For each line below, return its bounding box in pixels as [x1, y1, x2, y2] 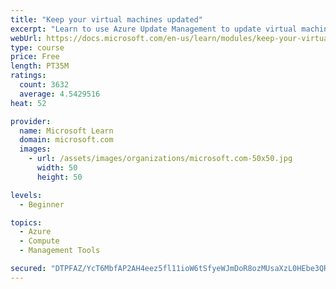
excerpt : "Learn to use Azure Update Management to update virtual [10, 24, 298, 34]
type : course [10, 42, 65, 53]
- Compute [19, 236, 60, 246]
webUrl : [10, 33, 43, 43]
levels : [10, 190, 43, 200]
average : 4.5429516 [19, 89, 101, 99]
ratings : [10, 71, 47, 81]
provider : [10, 116, 52, 126]
